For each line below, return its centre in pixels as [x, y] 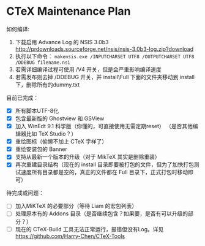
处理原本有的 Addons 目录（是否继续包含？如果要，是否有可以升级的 [102, 213]
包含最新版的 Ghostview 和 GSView [60, 118]
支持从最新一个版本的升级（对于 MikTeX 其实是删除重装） [88, 157]
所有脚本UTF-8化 [37, 110]
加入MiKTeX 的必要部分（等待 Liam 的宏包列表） [76, 206]
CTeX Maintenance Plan [69, 11]
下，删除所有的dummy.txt [47, 85]
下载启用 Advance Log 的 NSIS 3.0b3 [62, 42]
